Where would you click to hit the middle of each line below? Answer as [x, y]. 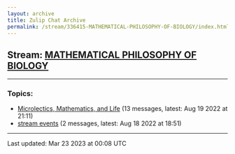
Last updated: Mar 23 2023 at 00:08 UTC [67, 144]
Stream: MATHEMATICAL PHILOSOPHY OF [102, 55]
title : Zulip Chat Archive [47, 20]
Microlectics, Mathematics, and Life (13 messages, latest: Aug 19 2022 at [122, 109]
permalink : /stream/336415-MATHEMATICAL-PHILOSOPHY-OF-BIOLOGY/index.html [119, 26]
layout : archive [31, 14]
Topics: [20, 93]
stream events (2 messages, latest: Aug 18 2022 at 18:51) [99, 123]
